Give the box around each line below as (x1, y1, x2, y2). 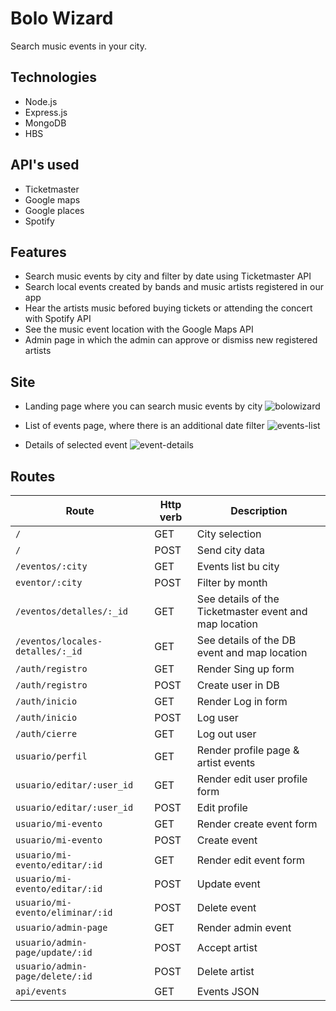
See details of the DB (196, 633, 297, 647)
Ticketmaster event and (196, 605, 308, 618)
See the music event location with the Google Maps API (24, 323, 254, 336)
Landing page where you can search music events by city (24, 400, 263, 412)
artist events (196, 756, 256, 769)
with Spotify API (24, 313, 92, 325)
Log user (196, 711, 239, 724)
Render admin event (196, 921, 292, 934)
